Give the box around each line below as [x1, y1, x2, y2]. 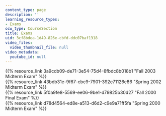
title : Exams [5, 31, 33, 36]
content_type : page [5, 7, 46, 13]
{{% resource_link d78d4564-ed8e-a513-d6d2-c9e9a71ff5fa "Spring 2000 [5, 100, 160, 106]
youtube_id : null [10, 54, 46, 60]
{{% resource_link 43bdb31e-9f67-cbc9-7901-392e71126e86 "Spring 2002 [5, 79, 161, 85]
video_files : [5, 40, 33, 45]
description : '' [5, 12, 39, 17]
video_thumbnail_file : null [10, 45, 69, 50]
